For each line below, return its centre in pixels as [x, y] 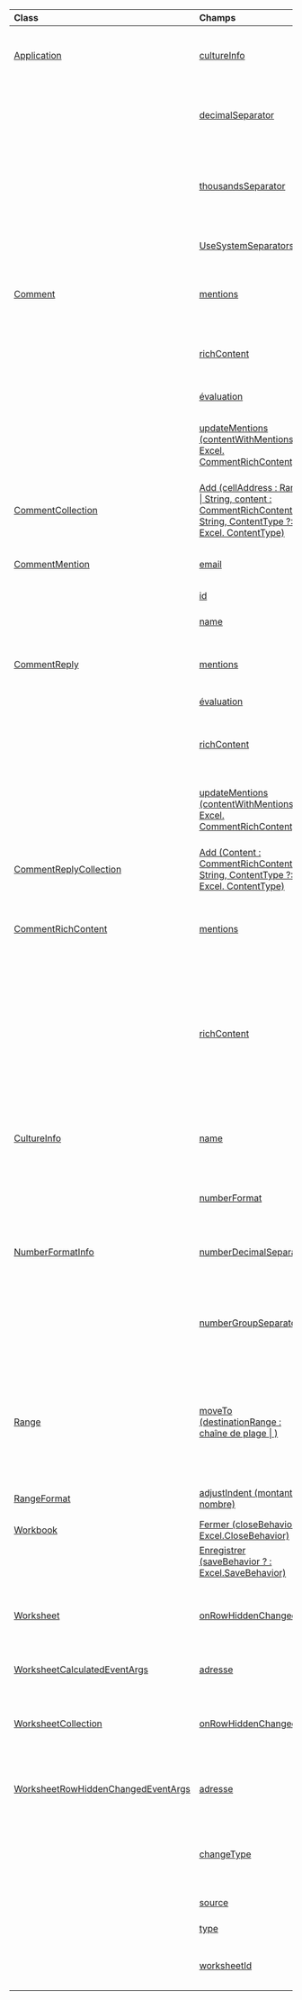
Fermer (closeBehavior [248, 1524]
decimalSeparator [237, 115]
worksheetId [226, 1965]
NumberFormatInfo [54, 1252]
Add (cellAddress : [238, 488]
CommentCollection [56, 510]
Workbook [36, 1530]
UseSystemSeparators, [248, 245]
